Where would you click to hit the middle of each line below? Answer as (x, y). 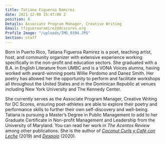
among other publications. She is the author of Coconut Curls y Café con (80, 130)
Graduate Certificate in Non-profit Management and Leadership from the (80, 120)
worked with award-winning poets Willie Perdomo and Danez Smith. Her (79, 73)
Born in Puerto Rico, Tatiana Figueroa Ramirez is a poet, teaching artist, (78, 52)
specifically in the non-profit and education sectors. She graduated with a (81, 62)
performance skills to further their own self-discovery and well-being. (77, 109)
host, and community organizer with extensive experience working (74, 57)
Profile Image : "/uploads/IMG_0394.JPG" (48, 33)
